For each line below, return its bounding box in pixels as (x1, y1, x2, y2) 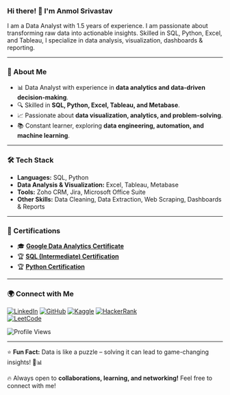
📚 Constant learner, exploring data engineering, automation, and (16, 121, 204, 130)
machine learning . (16, 131, 71, 139)
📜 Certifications (7, 226, 61, 235)
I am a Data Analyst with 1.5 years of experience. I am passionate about (7, 22, 209, 30)
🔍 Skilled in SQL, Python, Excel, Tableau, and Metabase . (16, 101, 180, 109)
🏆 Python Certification (16, 263, 86, 271)
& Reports (16, 202, 46, 211)
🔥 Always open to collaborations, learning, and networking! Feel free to (7, 374, 213, 383)
